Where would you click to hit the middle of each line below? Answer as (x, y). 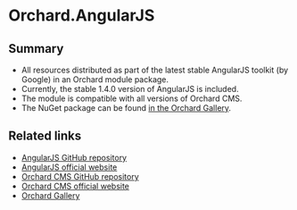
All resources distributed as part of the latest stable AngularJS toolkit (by (155, 70)
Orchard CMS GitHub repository (80, 176)
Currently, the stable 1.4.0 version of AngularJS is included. (130, 89)
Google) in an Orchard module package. (95, 80)
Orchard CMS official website (75, 186)
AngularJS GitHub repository (74, 157)
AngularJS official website (69, 167)
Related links (45, 136)
